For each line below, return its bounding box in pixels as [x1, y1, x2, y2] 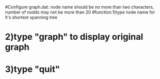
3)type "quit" [5, 64, 60, 75]
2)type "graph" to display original [5, 32, 144, 43]
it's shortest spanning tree [5, 15, 58, 20]
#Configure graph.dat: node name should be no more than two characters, [5, 4, 154, 10]
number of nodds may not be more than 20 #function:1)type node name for [5, 9, 155, 15]
